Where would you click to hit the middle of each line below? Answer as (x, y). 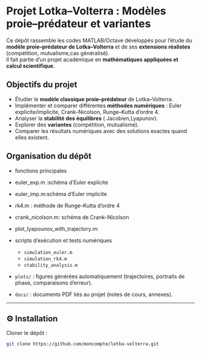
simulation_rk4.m (45, 259)
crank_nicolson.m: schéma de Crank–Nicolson (72, 217)
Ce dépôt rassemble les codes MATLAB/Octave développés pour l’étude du (99, 40)
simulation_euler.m (48, 252)
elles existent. (32, 137)
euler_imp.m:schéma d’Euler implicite (61, 194)
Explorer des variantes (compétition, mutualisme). (77, 125)
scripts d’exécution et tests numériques (63, 240)
